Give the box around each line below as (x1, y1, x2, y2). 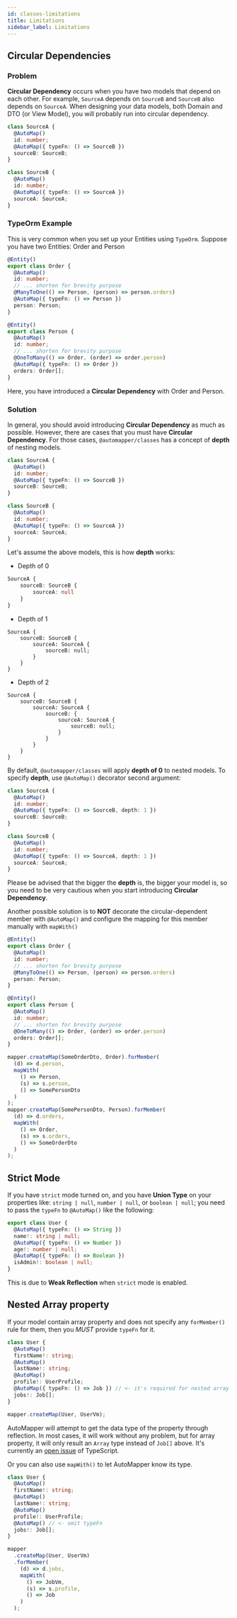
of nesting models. (7, 443, 62, 452)
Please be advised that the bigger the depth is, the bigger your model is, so (7, 878, 228, 887)
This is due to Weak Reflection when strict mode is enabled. (7, 1278, 188, 1287)
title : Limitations (7, 17, 65, 24)
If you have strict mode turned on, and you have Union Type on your (7, 1190, 212, 1200)
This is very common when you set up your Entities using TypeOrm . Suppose (7, 234, 228, 243)
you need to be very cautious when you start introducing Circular (7, 886, 199, 895)
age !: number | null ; (13, 1246, 78, 1253)
